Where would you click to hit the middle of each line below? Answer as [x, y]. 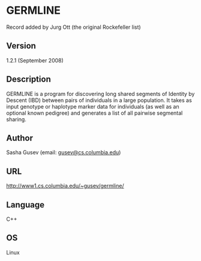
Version [21, 46]
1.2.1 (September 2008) [35, 60]
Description [28, 79]
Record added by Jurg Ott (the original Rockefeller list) [73, 27]
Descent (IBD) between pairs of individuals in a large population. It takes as [99, 100]
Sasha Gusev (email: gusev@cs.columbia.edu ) [64, 152]
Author [19, 138]
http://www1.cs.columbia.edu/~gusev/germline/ [65, 186]
